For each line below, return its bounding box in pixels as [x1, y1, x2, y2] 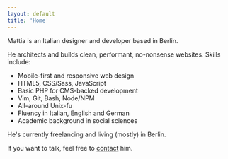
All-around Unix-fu [17, 101, 73, 110]
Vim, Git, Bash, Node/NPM [17, 93, 95, 102]
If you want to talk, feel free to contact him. [7, 143, 133, 152]
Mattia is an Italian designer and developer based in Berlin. [7, 36, 178, 45]
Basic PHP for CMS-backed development [17, 86, 138, 95]
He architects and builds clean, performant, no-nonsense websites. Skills [7, 50, 221, 59]
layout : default [7, 10, 55, 18]
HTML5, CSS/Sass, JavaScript [17, 78, 106, 87]
